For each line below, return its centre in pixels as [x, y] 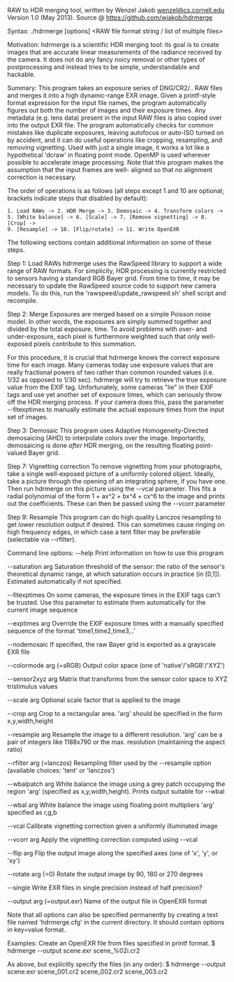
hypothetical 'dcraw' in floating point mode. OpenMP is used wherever [109, 155]
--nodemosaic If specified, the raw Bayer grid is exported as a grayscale [112, 644]
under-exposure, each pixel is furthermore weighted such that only [104, 336]
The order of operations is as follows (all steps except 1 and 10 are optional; [116, 191]
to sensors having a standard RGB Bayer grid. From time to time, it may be [114, 278]
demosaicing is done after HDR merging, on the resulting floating [101, 445]
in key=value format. [37, 930]
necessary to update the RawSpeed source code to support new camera [112, 286]
